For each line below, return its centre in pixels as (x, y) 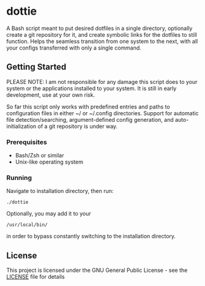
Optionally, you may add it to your (49, 214)
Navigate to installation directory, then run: (60, 191)
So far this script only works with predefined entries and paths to (88, 107)
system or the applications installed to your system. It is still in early (91, 88)
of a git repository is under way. (78, 126)
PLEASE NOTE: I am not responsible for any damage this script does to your (102, 81)
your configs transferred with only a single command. (74, 48)
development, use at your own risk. (51, 95)
